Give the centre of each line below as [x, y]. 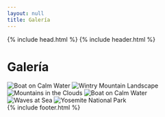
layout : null [26, 13]
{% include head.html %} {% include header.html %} [81, 39]
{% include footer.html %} [44, 107]
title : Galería [29, 20]
